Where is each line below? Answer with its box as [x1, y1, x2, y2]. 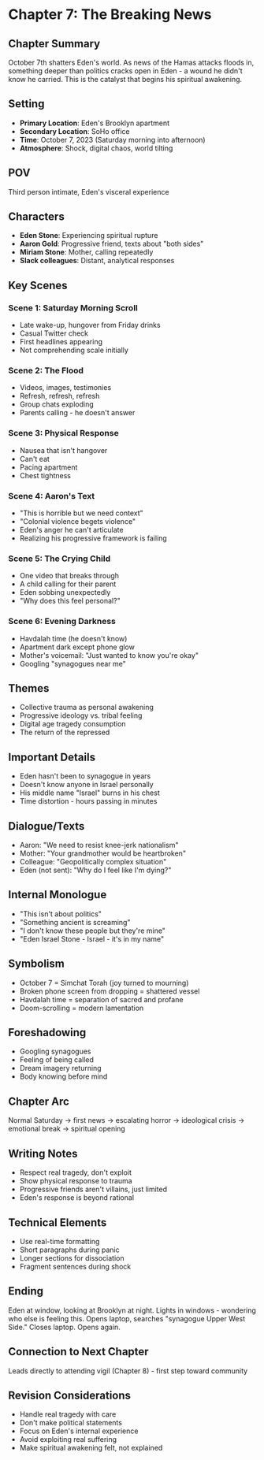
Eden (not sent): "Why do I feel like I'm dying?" [19, 865, 172, 875]
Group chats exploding [19, 399, 95, 409]
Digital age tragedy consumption [19, 719, 126, 729]
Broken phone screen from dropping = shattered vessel [19, 986, 200, 996]
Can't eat [19, 454, 50, 463]
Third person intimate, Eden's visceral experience [8, 187, 169, 196]
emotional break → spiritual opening [8, 1124, 126, 1134]
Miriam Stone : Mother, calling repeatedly [19, 247, 154, 257]
